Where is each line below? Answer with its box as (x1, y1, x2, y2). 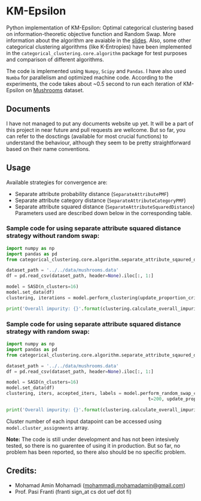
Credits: (6, 466, 37, 476)
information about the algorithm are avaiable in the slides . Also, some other (6, 37, 191, 44)
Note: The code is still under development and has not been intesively (6, 436, 179, 443)
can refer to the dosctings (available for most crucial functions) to (6, 132, 168, 140)
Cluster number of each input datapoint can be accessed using (6, 418, 162, 425)
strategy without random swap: (6, 232, 100, 240)
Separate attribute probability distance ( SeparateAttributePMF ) (14, 190, 169, 197)
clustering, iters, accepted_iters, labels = (6, 391, 121, 397)
